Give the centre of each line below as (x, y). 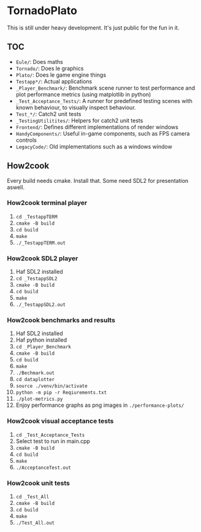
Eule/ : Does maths (39, 61)
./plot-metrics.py (39, 399)
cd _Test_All (32, 497)
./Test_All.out (35, 523)
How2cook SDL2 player (43, 258)
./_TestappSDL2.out (41, 305)
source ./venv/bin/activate (51, 386)
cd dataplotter (35, 380)
